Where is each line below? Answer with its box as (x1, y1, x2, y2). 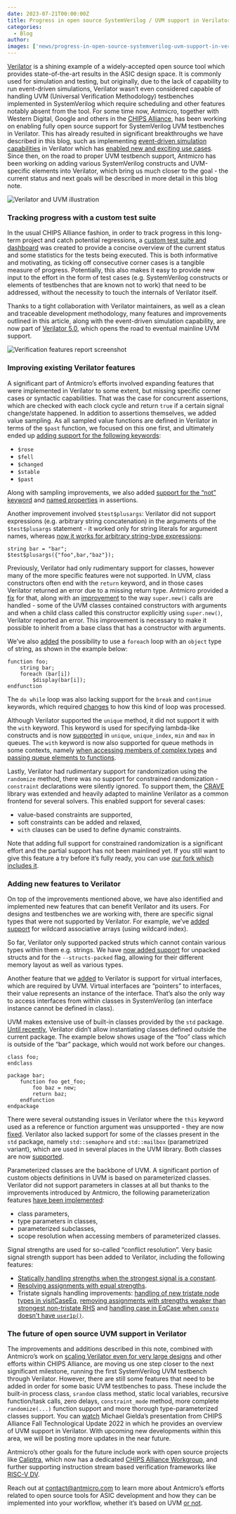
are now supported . (7, 1152, 65, 1161)
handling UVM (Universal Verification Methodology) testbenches (7, 92, 195, 100)
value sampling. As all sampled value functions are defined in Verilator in (7, 416, 218, 425)
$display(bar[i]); (32, 676, 86, 683)
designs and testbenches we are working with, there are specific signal (7, 909, 214, 918)
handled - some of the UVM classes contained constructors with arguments (7, 601, 227, 610)
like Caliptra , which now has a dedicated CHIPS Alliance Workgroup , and (7, 1455, 218, 1464)
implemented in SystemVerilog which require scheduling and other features (7, 100, 225, 107)
